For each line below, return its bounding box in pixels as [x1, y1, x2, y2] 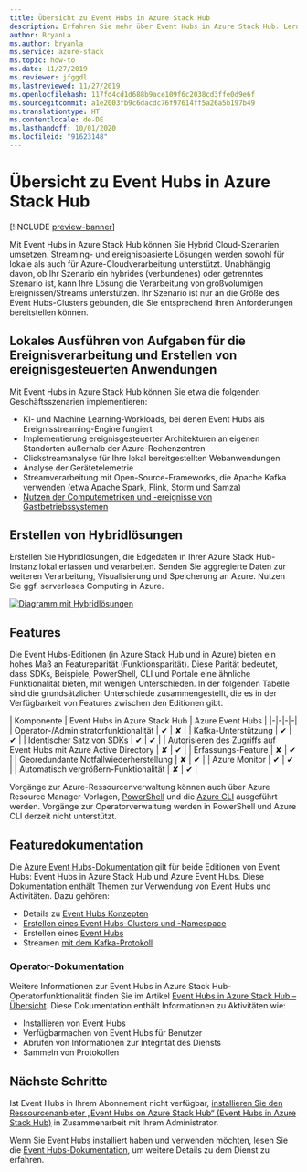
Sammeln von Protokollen [22, 1047, 120, 1058]
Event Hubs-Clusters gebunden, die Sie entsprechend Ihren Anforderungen [9, 297, 294, 308]
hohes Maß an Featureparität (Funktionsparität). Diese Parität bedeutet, [9, 659, 279, 670]
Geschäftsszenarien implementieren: [9, 396, 148, 407]
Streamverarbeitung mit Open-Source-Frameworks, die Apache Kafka [22, 471, 287, 482]
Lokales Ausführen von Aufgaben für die [9, 333, 247, 349]
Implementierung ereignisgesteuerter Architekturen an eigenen [22, 433, 260, 444]
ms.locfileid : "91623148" [9, 132, 108, 142]
